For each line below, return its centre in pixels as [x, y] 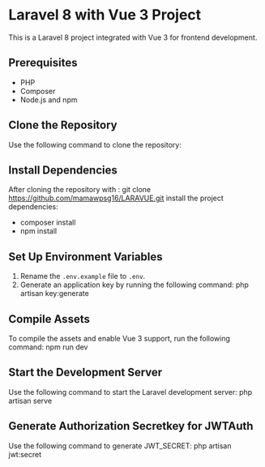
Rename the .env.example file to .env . [83, 276]
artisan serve [30, 401]
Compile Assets [49, 319]
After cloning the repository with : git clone [80, 190]
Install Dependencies [63, 170]
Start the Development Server [85, 373]
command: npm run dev [48, 347]
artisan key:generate [54, 293]
